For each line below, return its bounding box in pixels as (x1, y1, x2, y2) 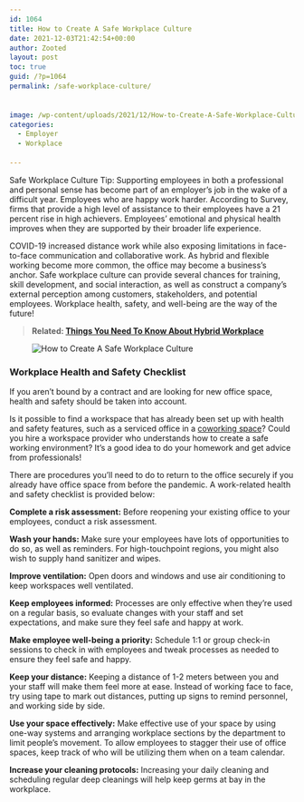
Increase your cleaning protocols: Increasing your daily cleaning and (9, 765, 270, 776)
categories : (9, 120, 54, 129)
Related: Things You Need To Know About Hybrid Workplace (31, 325, 264, 336)
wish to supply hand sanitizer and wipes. (9, 553, 161, 564)
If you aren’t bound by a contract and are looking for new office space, (9, 386, 273, 397)
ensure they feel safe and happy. (9, 654, 132, 665)
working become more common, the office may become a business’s (9, 259, 267, 270)
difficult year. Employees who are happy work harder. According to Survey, (9, 193, 289, 204)
